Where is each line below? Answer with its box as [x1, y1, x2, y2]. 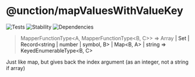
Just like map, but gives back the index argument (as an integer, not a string [6, 58, 189, 65]
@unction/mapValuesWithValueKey [6, 4, 184, 17]
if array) [6, 64, 25, 71]
